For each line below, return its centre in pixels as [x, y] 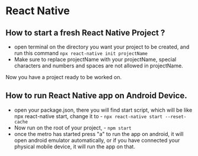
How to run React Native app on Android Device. [96, 96]
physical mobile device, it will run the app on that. [75, 147]
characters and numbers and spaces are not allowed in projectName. [98, 66]
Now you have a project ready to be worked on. [64, 77]
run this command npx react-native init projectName [81, 53]
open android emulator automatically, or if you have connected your [97, 140]
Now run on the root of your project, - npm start [73, 128]
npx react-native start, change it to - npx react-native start [88, 116]
